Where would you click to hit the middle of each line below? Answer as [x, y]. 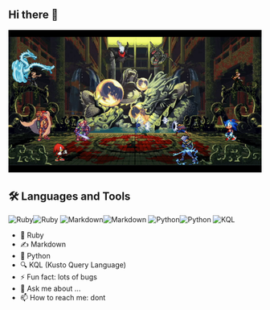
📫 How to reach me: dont [63, 298]
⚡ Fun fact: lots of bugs [59, 277]
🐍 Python [35, 256]
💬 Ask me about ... [50, 289]
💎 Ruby [32, 235]
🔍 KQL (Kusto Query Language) [73, 265]
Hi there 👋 [33, 15]
